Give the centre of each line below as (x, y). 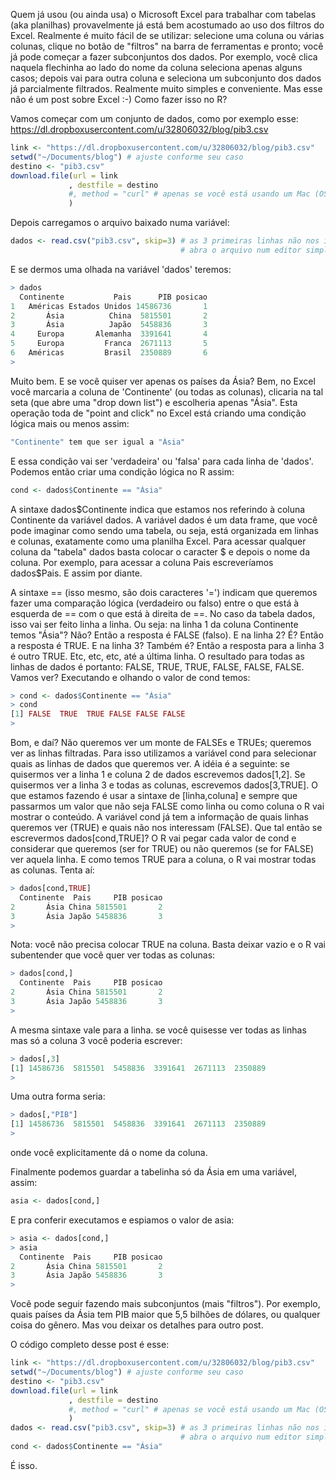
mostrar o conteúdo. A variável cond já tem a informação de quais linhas (160, 817)
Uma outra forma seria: (58, 1096)
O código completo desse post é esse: (90, 1345)
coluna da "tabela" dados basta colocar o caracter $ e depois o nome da (160, 551)
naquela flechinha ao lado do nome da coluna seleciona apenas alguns (156, 67)
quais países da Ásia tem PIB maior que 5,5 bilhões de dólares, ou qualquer (165, 1315)
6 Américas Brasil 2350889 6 (109, 353)
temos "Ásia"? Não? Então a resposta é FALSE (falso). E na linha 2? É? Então (167, 635)
